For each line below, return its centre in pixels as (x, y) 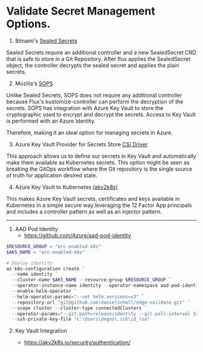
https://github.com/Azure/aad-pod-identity (77, 235)
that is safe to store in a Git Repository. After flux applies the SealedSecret (98, 59)
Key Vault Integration (41, 331)
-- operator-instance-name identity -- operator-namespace (85, 285)
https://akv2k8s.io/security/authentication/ (77, 342)
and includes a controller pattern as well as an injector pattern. (84, 211)
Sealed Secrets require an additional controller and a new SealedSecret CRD (101, 52)
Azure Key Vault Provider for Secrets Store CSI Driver (81, 144)
